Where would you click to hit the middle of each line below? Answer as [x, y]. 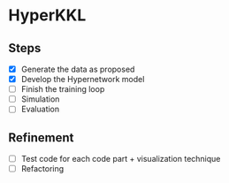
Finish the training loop [63, 89]
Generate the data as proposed [78, 69]
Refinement [41, 137]
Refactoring [42, 169]
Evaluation [40, 109]
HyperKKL [47, 15]
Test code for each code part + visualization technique [121, 159]
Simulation [40, 99]
